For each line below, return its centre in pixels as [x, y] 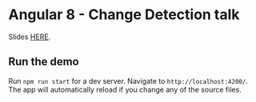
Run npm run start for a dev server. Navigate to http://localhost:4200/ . [128, 80]
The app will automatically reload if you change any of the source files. [125, 89]
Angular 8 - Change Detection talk [124, 15]
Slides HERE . [30, 37]
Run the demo [44, 62]
